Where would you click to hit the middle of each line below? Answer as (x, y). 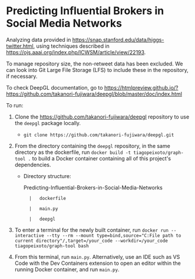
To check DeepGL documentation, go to (54, 87)
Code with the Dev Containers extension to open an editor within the (98, 263)
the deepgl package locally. (48, 123)
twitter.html (20, 46)
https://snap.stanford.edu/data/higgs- (118, 40)
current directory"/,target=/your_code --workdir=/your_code (91, 241)
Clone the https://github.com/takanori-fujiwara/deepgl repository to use (102, 117)
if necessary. (22, 76)
